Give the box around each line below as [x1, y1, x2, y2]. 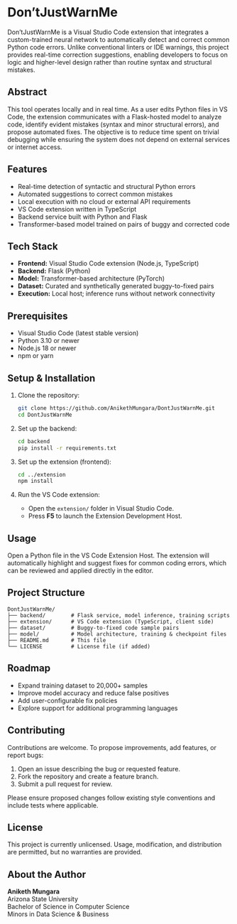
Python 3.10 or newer [17, 337, 80, 345]
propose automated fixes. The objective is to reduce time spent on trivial [7, 127, 220, 136]
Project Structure [7, 587, 85, 599]
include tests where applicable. [7, 800, 99, 810]
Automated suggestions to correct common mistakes [17, 190, 173, 198]
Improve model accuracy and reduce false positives [17, 688, 170, 697]
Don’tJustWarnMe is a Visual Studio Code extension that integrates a [7, 28, 209, 36]
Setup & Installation [7, 372, 96, 384]
